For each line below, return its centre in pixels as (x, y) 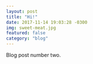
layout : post (22, 11)
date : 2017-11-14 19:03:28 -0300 (47, 22)
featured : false (26, 33)
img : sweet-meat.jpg (31, 28)
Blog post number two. (34, 55)
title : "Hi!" (22, 17)
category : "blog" (27, 38)
